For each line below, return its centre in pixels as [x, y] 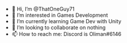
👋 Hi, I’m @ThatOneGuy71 [43, 9]
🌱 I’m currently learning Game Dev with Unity [66, 21]
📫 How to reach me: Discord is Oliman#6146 [66, 34]
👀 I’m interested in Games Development [60, 15]
